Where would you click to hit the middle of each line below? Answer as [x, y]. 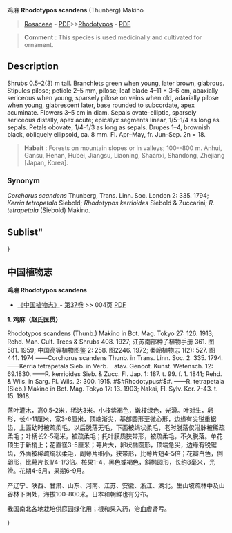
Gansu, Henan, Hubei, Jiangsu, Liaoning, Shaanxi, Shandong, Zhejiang [124, 155]
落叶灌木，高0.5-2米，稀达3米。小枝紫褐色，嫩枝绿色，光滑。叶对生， [107, 410]
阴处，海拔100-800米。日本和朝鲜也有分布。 [89, 494]
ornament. [39, 45]
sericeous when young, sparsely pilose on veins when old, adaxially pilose [113, 97]
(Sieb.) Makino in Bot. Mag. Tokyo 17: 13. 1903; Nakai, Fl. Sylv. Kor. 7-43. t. [113, 389]
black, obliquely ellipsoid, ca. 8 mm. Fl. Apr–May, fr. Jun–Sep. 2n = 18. [106, 134]
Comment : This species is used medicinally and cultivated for [113, 37]
